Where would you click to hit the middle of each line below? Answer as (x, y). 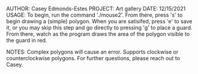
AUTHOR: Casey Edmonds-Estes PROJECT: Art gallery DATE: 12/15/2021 (96, 9)
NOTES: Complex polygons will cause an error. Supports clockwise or (92, 52)
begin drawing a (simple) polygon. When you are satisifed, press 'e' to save (99, 21)
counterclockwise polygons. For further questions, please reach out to (93, 58)
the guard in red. (27, 40)
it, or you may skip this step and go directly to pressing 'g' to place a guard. (100, 27)
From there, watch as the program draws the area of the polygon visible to (98, 34)
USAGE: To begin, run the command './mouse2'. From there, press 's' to (94, 15)
